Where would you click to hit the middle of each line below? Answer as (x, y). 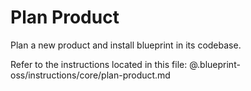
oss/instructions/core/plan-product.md (90, 75)
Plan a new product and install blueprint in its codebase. (126, 45)
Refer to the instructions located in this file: (99, 64)
